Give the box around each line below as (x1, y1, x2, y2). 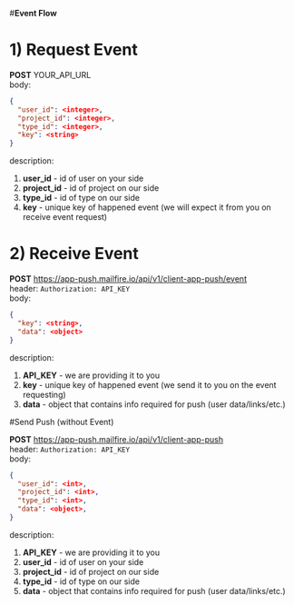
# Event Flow (9, 8, 57, 18)
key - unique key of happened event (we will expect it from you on (22, 202, 272, 213)
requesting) (22, 389, 66, 400)
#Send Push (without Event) (9, 416, 114, 427)
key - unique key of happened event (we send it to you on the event (22, 379, 277, 390)
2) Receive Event (9, 243, 139, 264)
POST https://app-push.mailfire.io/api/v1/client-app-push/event (9, 273, 248, 284)
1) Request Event (9, 40, 138, 60)
